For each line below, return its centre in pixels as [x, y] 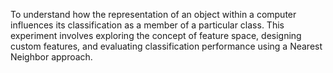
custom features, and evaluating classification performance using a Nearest [166, 46]
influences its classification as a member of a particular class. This [147, 25]
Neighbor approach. [51, 57]
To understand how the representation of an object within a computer [153, 14]
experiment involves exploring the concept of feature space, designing [156, 35]
